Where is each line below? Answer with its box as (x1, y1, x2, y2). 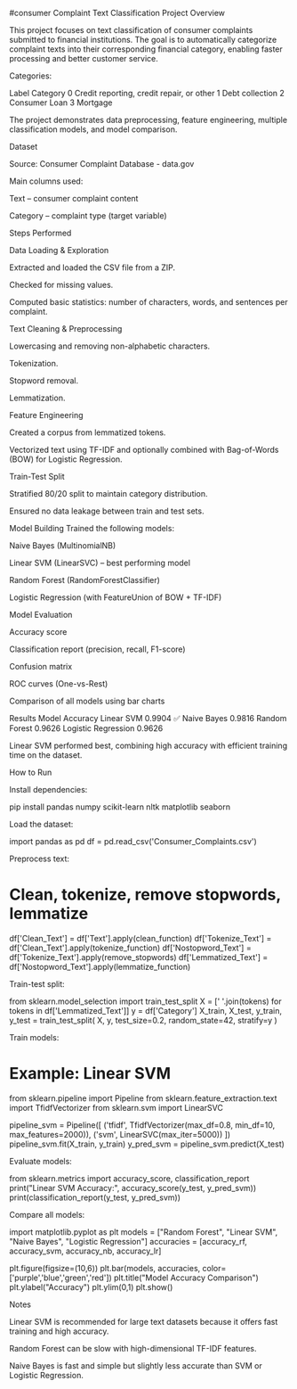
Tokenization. (9, 358, 59, 368)
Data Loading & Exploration (9, 245, 109, 255)
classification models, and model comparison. (9, 124, 178, 135)
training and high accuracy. (9, 1326, 109, 1336)
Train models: (9, 1031, 60, 1042)
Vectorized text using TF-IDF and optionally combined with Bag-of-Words (9, 445, 279, 455)
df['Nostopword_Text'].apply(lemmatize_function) (9, 961, 191, 972)
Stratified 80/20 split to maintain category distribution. (9, 489, 208, 498)
